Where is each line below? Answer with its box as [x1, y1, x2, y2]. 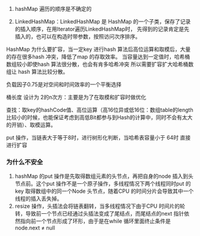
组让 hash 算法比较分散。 [6, 68, 69, 75]
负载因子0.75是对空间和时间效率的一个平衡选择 [6, 81, 122, 88]
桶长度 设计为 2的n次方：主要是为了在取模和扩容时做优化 [6, 93, 146, 101]
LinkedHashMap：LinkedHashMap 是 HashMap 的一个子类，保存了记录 [14, 18, 191, 25]
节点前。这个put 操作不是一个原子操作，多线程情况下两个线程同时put [14, 180, 184, 187]
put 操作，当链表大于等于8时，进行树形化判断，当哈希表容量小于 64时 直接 [6, 134, 191, 141]
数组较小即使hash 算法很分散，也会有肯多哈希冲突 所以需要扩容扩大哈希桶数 [6, 60, 194, 68]
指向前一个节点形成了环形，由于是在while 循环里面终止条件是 [20, 217, 171, 225]
